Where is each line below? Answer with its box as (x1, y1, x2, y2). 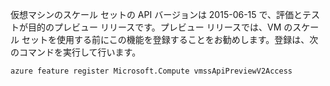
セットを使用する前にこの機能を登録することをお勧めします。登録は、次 (21, 34, 319, 45)
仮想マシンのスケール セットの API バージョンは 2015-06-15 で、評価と (10, 9, 303, 20)
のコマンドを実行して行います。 (10, 46, 142, 58)
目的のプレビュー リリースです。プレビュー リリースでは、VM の (27, 21, 293, 33)
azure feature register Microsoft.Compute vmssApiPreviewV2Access (10, 66, 293, 76)
